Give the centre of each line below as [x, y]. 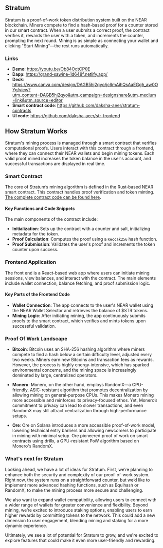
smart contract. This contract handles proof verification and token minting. [80, 192]
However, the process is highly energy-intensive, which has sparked [81, 365]
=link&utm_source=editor [37, 100]
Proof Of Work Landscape [36, 338]
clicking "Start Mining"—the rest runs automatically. [57, 45]
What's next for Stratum [34, 459]
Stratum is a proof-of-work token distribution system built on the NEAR [76, 20]
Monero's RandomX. [33, 446]
